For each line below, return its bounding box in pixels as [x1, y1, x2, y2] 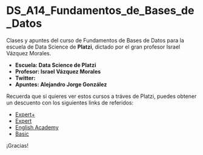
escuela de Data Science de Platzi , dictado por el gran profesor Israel [6, 43, 181, 50]
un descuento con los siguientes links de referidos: [6, 98, 134, 106]
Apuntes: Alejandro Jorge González [15, 80, 107, 88]
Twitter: [15, 74, 36, 81]
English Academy [15, 123, 59, 131]
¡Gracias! [6, 142, 29, 149]
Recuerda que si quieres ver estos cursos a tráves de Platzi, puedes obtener [6, 92, 197, 100]
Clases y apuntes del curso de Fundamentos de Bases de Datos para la [6, 36, 184, 44]
